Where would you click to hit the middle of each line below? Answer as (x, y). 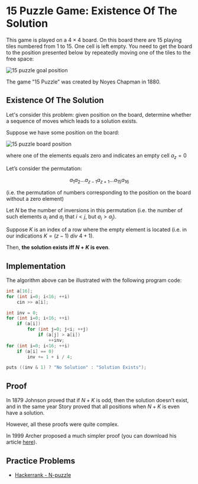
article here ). (22, 442)
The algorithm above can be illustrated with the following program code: (94, 280)
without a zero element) (35, 199)
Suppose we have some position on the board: (63, 132)
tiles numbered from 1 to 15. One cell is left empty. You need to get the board (99, 46)
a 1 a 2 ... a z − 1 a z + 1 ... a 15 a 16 (99, 180)
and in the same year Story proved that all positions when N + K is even (93, 406)
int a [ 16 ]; (20, 291)
